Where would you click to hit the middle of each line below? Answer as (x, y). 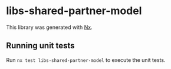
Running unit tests (40, 46)
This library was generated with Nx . (49, 27)
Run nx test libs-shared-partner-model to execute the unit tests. (86, 60)
